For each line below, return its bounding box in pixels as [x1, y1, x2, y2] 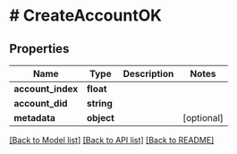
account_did [13, 98, 68, 109]
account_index [13, 82, 79, 95]
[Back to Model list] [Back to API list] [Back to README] [9, 135, 215, 145]
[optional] [182, 112, 224, 124]
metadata [13, 112, 55, 124]
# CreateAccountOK [9, 5, 163, 26]
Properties [9, 41, 70, 56]
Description [123, 68, 174, 80]
